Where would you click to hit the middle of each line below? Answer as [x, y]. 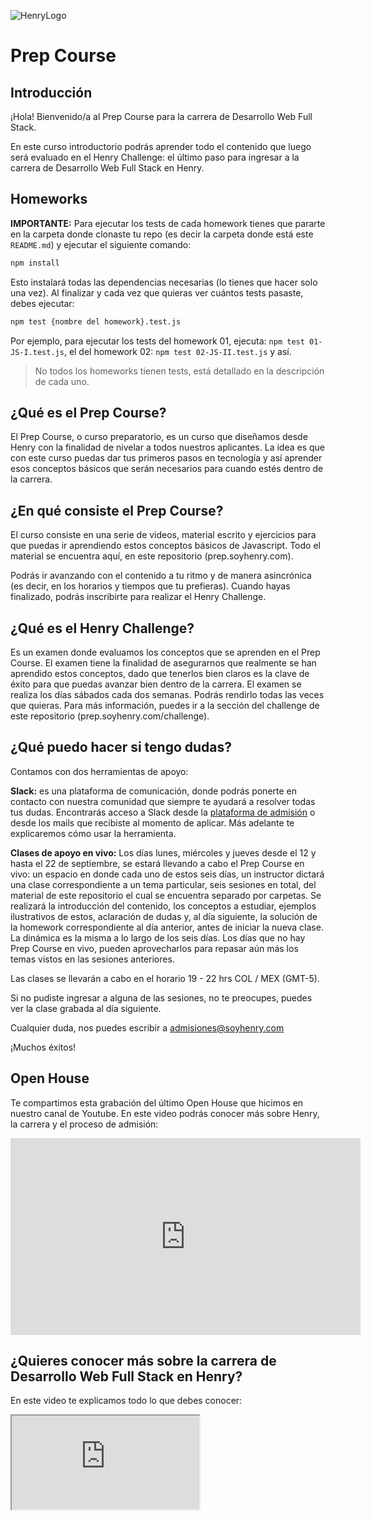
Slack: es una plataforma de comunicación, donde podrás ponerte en [154, 791]
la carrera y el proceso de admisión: [84, 1124]
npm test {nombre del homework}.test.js [96, 321]
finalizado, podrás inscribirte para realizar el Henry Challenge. [138, 597]
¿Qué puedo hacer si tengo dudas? [121, 747]
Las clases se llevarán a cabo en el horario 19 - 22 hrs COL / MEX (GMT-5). [165, 978]
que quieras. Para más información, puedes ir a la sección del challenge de [165, 705]
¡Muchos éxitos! [43, 1047]
